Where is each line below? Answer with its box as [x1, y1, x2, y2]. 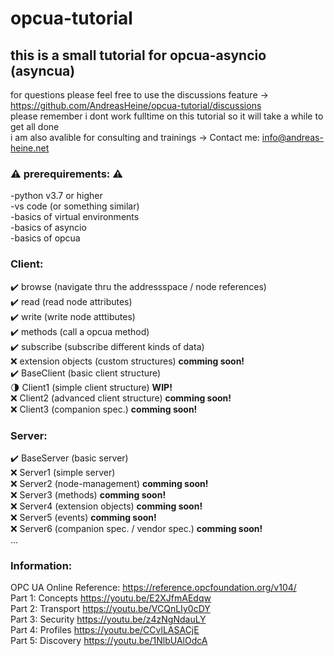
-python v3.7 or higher [10, 190, 103, 202]
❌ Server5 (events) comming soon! [10, 511, 157, 523]
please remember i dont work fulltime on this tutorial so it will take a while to [10, 110, 324, 122]
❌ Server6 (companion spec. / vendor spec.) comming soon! [10, 522, 263, 534]
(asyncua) [10, 62, 76, 79]
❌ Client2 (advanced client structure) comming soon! [10, 392, 232, 404]
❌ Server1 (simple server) [10, 466, 116, 478]
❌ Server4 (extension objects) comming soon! [10, 500, 203, 512]
